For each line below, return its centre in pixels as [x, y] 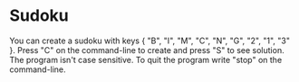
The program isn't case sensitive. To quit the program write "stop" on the [146, 59]
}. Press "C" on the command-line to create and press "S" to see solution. [147, 50]
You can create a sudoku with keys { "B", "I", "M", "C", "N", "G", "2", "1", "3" [149, 41]
